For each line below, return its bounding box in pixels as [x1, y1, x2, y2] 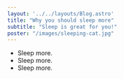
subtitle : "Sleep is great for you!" [7, 23, 118, 30]
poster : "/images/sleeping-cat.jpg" [7, 29, 114, 37]
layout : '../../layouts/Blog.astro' [7, 10, 114, 17]
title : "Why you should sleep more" [7, 17, 114, 24]
